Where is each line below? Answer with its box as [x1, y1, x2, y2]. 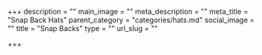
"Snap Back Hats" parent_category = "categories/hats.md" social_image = [7, 15, 255, 25]
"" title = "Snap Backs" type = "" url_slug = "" [7, 24, 158, 33]
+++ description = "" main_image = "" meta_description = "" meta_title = [7, 7, 249, 16]
